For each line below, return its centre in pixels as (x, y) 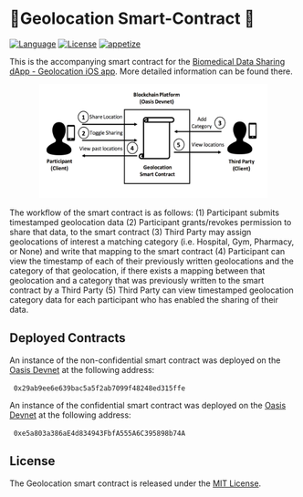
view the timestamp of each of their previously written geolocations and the (151, 261)
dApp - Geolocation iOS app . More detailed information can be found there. (151, 71)
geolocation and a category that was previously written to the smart (137, 280)
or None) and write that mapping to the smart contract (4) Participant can (147, 251)
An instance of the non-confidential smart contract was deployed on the (145, 360)
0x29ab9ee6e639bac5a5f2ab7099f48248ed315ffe (99, 388)
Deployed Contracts (68, 338)
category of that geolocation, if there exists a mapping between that (137, 270)
